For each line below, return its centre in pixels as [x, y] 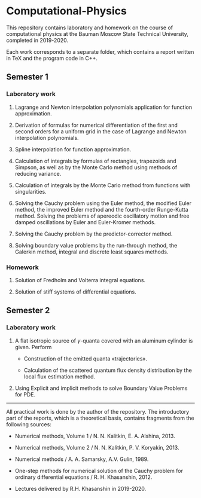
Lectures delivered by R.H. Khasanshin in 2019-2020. [80, 488]
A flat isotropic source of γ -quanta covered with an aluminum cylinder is [104, 340]
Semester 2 [28, 311]
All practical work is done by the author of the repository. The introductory [98, 411]
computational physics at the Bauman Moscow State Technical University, [97, 33]
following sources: [29, 424]
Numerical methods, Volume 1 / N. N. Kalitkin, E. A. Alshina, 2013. [95, 436]
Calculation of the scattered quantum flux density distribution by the [108, 370]
